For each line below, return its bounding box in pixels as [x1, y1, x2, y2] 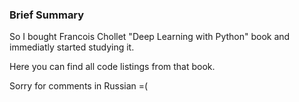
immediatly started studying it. [9, 41, 135, 53]
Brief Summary [9, 8, 85, 22]
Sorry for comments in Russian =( [9, 80, 149, 92]
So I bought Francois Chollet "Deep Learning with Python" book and [9, 31, 291, 43]
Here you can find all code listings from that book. [9, 61, 216, 73]
